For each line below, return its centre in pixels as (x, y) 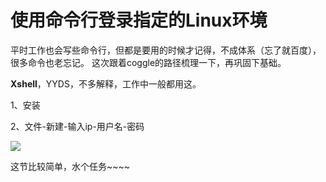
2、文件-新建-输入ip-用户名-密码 (77, 126)
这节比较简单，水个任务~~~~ (70, 166)
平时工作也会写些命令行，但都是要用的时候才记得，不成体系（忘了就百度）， (166, 50)
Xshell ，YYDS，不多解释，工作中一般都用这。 (106, 83)
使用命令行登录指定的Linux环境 (139, 20)
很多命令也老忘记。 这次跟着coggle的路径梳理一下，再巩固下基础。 (148, 62)
